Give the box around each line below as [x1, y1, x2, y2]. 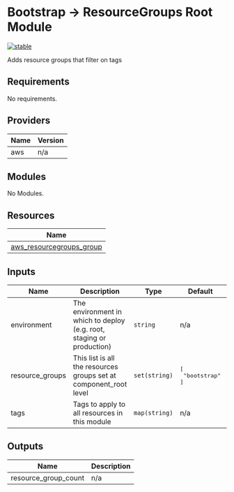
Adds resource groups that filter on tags [7, 55, 123, 64]
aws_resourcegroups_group [10, 242, 102, 252]
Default [187, 287, 214, 296]
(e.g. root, [72, 325, 105, 334]
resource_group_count [10, 472, 85, 482]
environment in [72, 307, 122, 316]
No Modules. [7, 189, 44, 197]
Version [37, 135, 64, 145]
